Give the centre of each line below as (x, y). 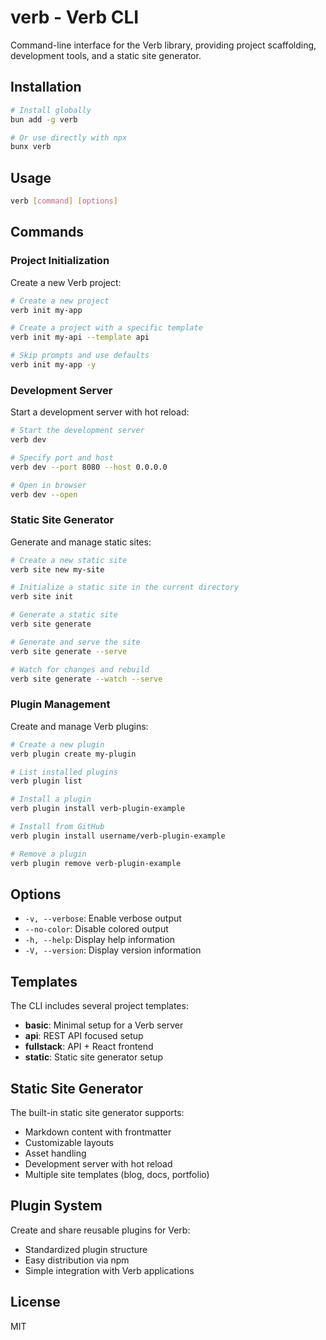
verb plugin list (46, 781)
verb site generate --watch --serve (86, 679)
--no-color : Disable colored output (96, 929)
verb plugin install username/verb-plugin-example (118, 836)
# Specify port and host (62, 457)
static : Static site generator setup (94, 1057)
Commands (47, 232)
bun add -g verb (44, 119)
